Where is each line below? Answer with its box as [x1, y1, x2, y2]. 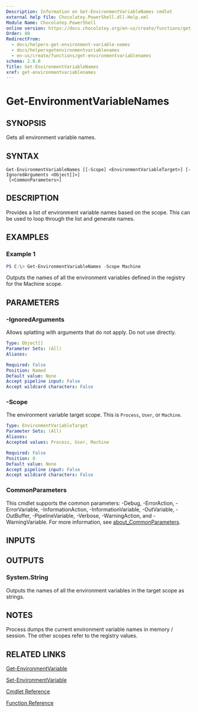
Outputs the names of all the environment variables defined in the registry [6, 274, 186, 281]
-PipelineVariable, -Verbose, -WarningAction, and [32, 512, 152, 519]
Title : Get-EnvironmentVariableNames [6, 63, 99, 70]
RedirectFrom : [6, 36, 41, 42]
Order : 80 [6, 31, 31, 37]
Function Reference [6, 700, 54, 707]
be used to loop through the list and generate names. [6, 215, 135, 222]
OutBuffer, [6, 512, 31, 519]
